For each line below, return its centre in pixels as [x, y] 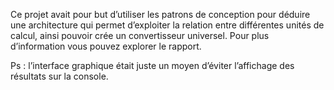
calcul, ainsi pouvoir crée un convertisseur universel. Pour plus [140, 35]
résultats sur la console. [59, 76]
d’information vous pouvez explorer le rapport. [106, 46]
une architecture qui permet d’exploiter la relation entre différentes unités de [167, 25]
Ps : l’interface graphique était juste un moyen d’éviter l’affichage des [152, 65]
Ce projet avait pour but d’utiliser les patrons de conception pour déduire [160, 14]
